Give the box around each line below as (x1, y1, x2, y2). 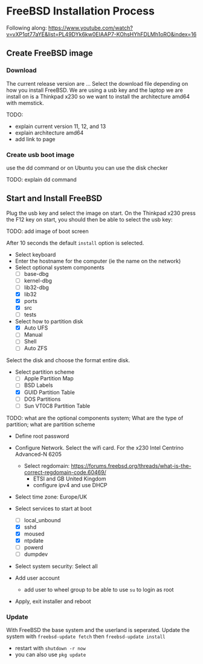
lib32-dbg (24, 284, 50, 291)
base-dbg (24, 270, 49, 277)
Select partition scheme (14, 368, 74, 375)
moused (24, 530, 45, 537)
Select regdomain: (24, 462, 70, 469)
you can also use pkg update (14, 651, 86, 659)
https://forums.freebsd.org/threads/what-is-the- (71, 462, 192, 469)
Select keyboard (14, 251, 56, 258)
